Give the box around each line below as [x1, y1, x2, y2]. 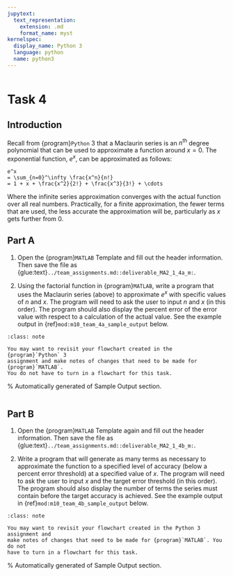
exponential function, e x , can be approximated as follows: [7, 154, 172, 163]
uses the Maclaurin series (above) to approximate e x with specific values [17, 289, 226, 298]
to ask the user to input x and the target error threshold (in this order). [17, 477, 218, 486]
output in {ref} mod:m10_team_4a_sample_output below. [17, 319, 169, 328]
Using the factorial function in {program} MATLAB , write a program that [17, 281, 214, 289]
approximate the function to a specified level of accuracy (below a [17, 462, 207, 470]
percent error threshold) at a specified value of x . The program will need [17, 470, 225, 478]
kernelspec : [7, 36, 42, 43]
